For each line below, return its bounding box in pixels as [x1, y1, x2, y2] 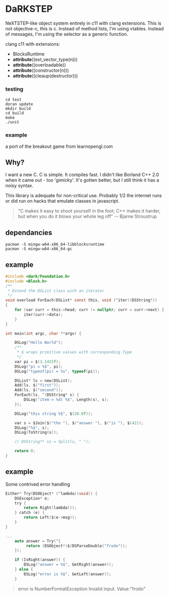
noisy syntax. [5, 183, 33, 189]
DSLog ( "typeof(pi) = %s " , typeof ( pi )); [14, 369, 100, 374]
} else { [14, 567, 33, 572]
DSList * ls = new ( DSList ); [14, 378, 72, 383]
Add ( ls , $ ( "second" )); [14, 388, 63, 393]
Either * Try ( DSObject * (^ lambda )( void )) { [5, 491, 98, 496]
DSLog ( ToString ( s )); [14, 430, 59, 435]
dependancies [5, 228, 52, 237]
